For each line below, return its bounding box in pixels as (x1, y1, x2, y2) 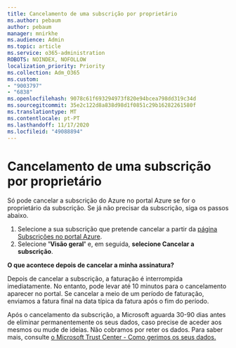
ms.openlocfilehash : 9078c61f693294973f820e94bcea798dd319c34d (7, 96, 197, 103)
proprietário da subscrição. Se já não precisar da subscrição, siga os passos (7, 204, 229, 212)
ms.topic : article (7, 43, 61, 50)
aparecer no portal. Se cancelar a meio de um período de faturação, (7, 290, 204, 298)
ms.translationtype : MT (7, 108, 77, 115)
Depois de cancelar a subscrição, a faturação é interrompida (7, 275, 183, 283)
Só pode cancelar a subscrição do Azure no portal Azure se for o (7, 196, 196, 205)
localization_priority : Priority (7, 63, 105, 70)
